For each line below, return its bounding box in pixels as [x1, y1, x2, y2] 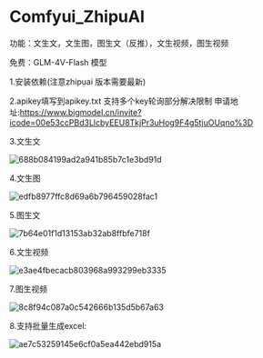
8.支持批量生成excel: [9, 320, 87, 331]
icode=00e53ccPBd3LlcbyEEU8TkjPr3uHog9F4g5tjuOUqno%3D [9, 116, 254, 128]
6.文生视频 [9, 246, 49, 257]
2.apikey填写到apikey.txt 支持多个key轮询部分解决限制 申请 [9, 95, 230, 106]
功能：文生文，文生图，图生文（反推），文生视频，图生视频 [9, 37, 229, 48]
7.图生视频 [9, 283, 48, 294]
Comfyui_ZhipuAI [9, 6, 146, 27]
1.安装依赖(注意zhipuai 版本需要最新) [9, 75, 147, 87]
